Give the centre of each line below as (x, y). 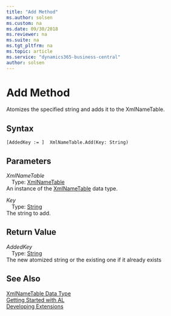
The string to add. (29, 213)
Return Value (31, 232)
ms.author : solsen (29, 18)
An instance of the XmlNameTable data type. (62, 189)
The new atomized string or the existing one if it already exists (84, 260)
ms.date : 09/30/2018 (32, 29)
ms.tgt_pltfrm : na (29, 46)
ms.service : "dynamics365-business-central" (63, 57)
